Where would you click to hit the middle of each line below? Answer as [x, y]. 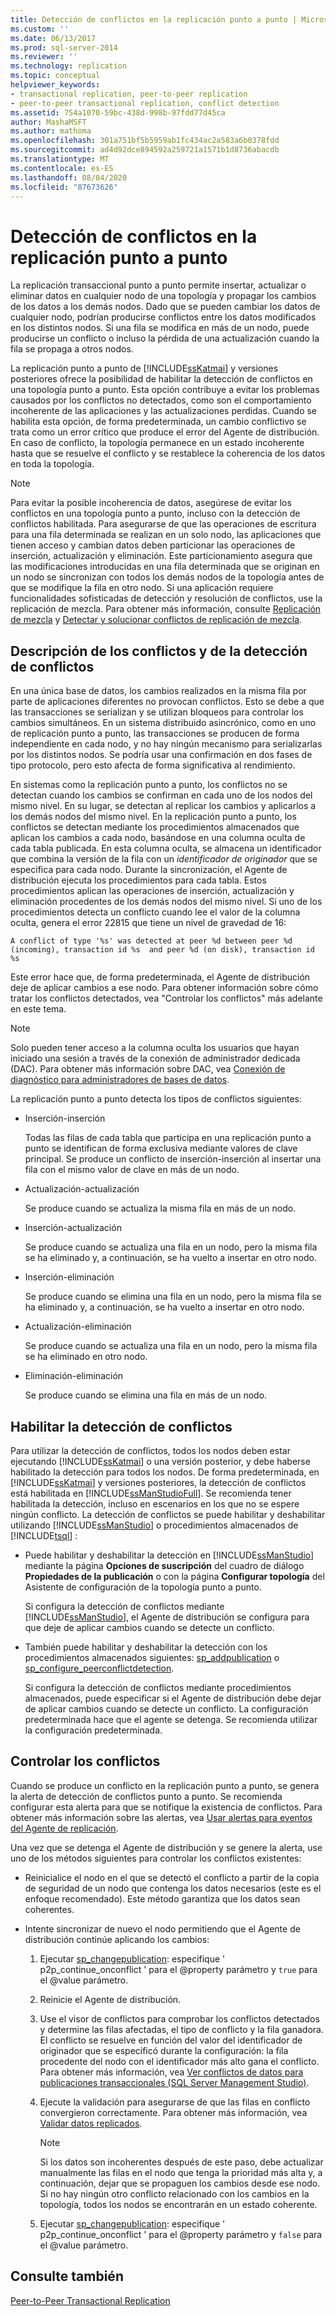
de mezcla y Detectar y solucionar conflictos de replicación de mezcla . [156, 620]
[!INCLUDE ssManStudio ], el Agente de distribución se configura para [167, 1617]
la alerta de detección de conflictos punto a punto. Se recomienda [146, 1796]
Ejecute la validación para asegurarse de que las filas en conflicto [175, 2102]
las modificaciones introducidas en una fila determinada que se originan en [165, 567]
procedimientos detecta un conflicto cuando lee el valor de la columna [155, 912]
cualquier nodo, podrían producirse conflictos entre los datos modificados [163, 317]
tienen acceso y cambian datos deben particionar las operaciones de [153, 545]
